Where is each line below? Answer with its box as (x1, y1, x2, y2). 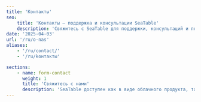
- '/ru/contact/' (17, 48, 60, 54)
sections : (6, 64, 31, 70)
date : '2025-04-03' (6, 31, 55, 37)
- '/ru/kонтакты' (17, 53, 60, 59)
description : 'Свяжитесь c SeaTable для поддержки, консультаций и (17, 25, 188, 32)
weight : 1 (22, 76, 47, 82)
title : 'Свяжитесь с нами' (22, 81, 90, 87)
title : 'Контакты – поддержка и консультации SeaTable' (17, 20, 160, 26)
